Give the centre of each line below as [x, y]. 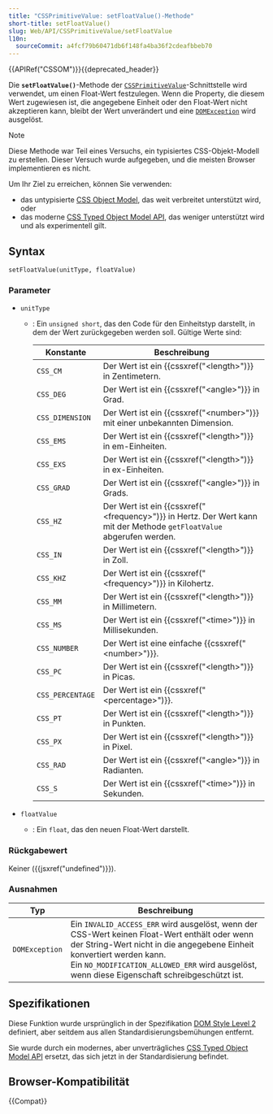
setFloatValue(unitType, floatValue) [72, 270]
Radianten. [123, 770]
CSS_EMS [51, 441]
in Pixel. [117, 747]
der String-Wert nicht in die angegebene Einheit [162, 944]
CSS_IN [49, 555]
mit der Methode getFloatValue [162, 527]
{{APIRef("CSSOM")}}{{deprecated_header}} [84, 69]
